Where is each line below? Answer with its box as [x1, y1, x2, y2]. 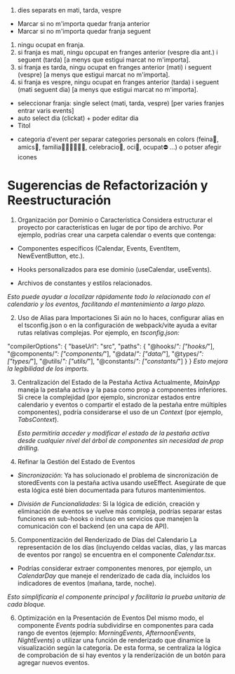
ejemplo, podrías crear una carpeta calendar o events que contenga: [17, 230, 216, 239]
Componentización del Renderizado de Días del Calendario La [17, 535, 197, 543]
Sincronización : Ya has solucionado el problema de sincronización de [17, 470, 219, 480]
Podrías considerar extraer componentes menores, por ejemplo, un [17, 564, 212, 572]
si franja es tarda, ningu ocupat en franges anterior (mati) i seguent [17, 63, 212, 71]
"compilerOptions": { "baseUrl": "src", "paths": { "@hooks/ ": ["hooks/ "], [7, 342, 215, 350]
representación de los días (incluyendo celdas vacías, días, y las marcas [17, 543, 227, 551]
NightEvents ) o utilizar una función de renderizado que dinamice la [17, 635, 210, 645]
